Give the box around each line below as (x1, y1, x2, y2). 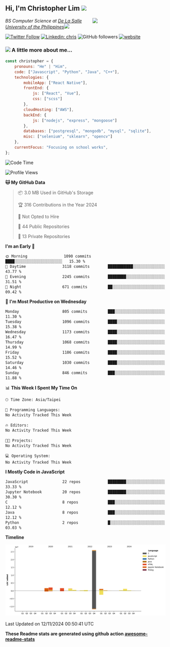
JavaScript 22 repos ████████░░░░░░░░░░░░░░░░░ (5, 479, 165, 484)
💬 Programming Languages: (5, 407, 60, 412)
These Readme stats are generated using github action (5, 631, 124, 637)
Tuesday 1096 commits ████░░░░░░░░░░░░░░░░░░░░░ (5, 319, 165, 324)
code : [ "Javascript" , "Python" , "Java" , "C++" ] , (14, 69, 120, 75)
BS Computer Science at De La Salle (5, 17, 82, 24)
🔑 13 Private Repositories (17, 233, 70, 239)
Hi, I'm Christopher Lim (5, 4, 80, 13)
